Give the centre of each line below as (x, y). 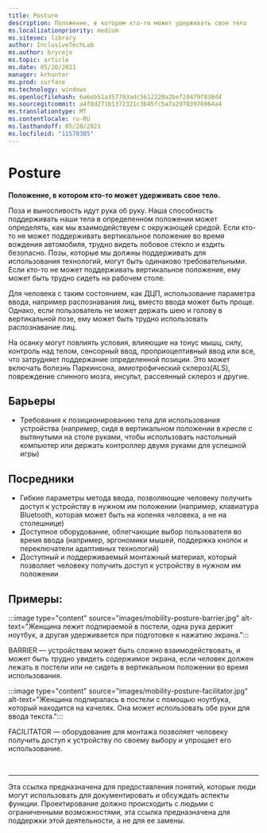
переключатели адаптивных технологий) (89, 549)
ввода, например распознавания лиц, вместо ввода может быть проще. (131, 302)
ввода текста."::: (36, 716)
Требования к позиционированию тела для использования (120, 420)
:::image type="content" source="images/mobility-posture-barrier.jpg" (124, 618)
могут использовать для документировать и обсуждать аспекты (118, 795)
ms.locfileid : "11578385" (51, 133)
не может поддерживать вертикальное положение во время (121, 236)
